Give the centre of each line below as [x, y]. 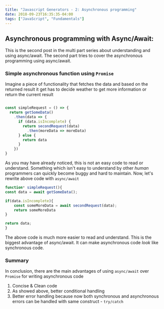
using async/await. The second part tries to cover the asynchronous [74, 56]
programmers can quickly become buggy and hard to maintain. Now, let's [79, 173]
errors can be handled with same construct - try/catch [68, 302]
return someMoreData [35, 210]
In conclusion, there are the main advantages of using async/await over [77, 271]
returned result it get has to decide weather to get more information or [76, 89]
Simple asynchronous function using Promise [59, 74]
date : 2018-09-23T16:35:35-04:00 [39, 14]
